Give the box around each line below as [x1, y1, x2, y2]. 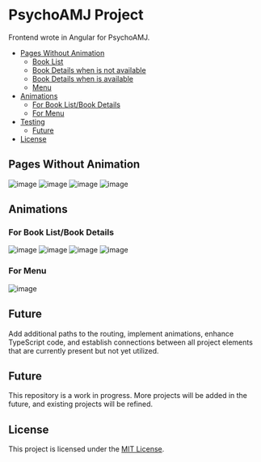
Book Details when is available [32, 74, 133, 83]
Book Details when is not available [32, 65, 147, 74]
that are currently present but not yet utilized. [8, 345, 159, 355]
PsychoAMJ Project [8, 6, 144, 24]
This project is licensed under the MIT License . [8, 444, 165, 454]
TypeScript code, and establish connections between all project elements [8, 337, 253, 347]
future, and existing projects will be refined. [8, 399, 154, 409]
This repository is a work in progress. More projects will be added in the [8, 391, 248, 401]
